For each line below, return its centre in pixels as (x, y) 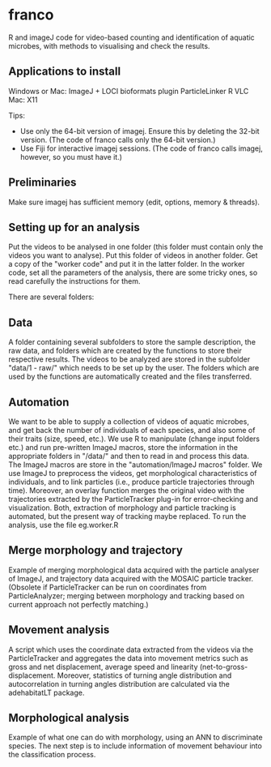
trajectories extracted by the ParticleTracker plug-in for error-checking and (133, 499)
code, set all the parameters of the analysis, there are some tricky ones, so (133, 272)
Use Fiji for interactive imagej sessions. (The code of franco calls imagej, (141, 148)
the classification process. (52, 755)
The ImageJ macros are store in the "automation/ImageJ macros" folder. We (135, 465)
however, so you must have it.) (71, 156)
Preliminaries (42, 183)
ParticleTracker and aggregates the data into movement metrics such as (128, 658)
